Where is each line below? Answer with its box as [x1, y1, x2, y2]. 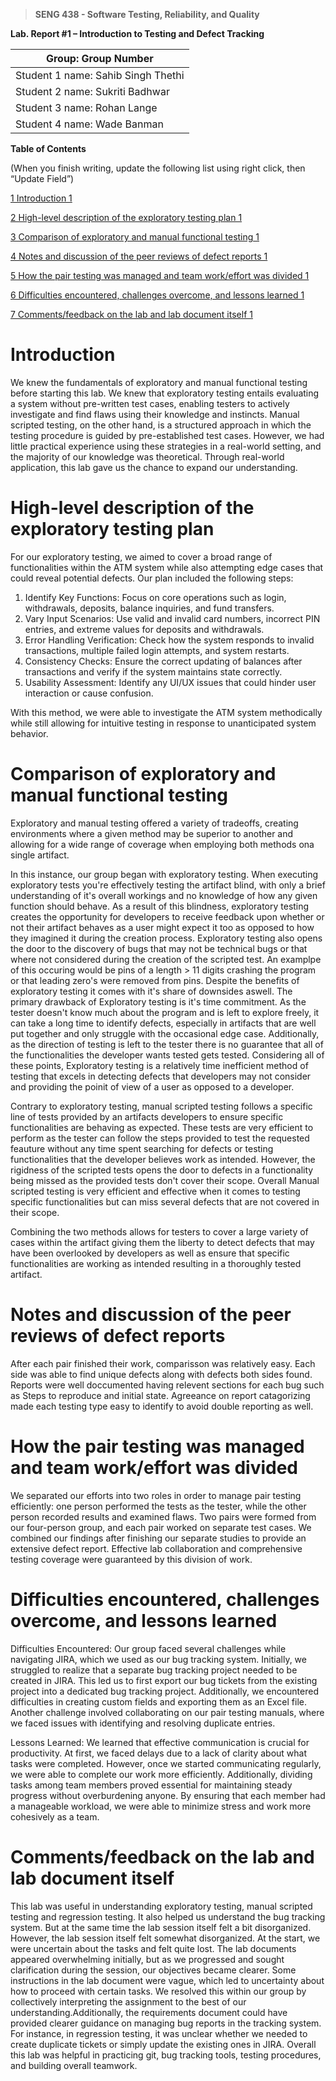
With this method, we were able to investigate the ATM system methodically [10, 706, 323, 718]
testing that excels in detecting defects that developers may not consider [10, 1070, 312, 1082]
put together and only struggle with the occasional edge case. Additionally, [10, 1027, 320, 1039]
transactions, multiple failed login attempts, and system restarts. [24, 644, 290, 656]
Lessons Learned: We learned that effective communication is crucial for [10, 1736, 310, 1748]
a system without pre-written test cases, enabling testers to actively [10, 397, 290, 409]
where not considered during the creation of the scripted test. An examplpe [10, 953, 322, 965]
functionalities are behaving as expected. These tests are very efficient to [10, 1121, 314, 1133]
